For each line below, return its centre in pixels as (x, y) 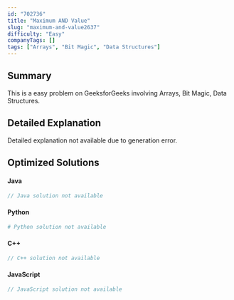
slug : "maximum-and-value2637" (54, 27)
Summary (30, 76)
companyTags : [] (31, 41)
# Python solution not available (57, 227)
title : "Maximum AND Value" (49, 21)
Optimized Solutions (53, 163)
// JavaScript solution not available (65, 289)
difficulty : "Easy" (36, 34)
